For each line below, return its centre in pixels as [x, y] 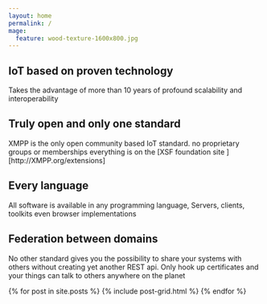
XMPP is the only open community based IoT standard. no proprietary [124, 143]
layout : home [30, 16]
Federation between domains [83, 239]
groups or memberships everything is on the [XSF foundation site [117, 152]
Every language [49, 186]
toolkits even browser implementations [72, 213]
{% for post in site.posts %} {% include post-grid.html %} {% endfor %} [127, 291]
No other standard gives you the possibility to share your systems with [125, 258]
